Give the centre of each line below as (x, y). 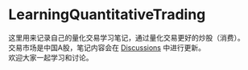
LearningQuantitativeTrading (107, 15)
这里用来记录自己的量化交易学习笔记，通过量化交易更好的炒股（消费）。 (126, 37)
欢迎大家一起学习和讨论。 (51, 57)
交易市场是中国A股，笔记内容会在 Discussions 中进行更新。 (107, 47)
